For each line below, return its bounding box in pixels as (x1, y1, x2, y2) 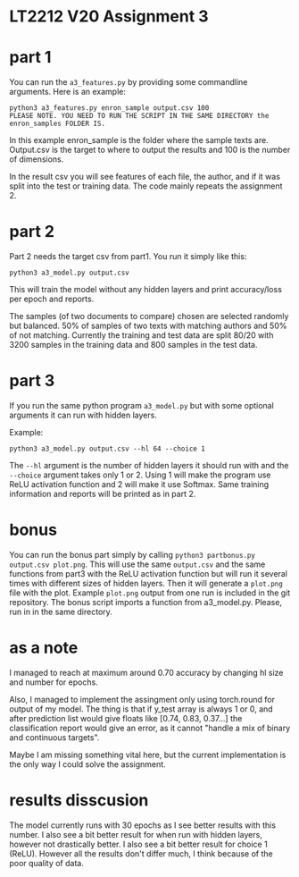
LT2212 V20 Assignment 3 (9, 6, 209, 27)
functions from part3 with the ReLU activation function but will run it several (9, 568, 288, 578)
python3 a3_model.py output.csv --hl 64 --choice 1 (9, 444, 205, 453)
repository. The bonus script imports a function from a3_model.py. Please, (9, 596, 283, 607)
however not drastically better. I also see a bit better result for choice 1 (9, 839, 268, 849)
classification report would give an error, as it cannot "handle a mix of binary (9, 722, 291, 733)
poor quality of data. (9, 857, 85, 868)
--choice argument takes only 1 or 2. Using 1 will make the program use (9, 469, 271, 480)
